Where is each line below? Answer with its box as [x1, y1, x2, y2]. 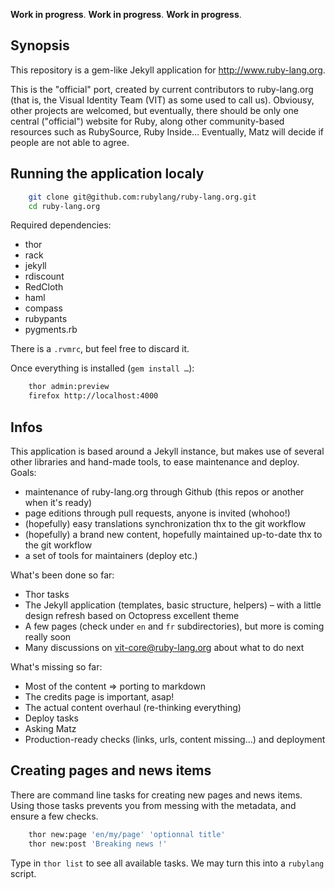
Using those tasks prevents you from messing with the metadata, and [10, 799, 297, 811]
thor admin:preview [28, 382, 110, 392]
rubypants [24, 313, 68, 325]
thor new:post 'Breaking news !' [28, 839, 168, 849]
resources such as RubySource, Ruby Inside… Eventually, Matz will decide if [10, 125, 325, 138]
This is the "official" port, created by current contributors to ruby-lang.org [10, 83, 314, 95]
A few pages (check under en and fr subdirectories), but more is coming [24, 620, 325, 632]
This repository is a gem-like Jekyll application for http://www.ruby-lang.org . [10, 64, 326, 76]
